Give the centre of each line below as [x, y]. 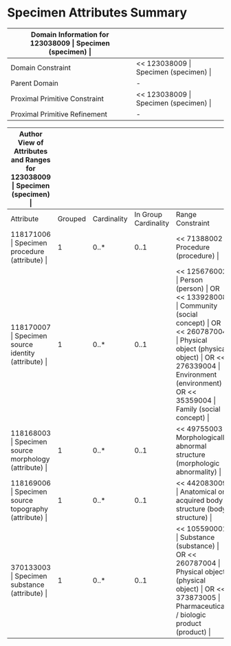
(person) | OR [198, 289]
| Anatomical [196, 492]
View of [31, 143]
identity [23, 353]
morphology [30, 459]
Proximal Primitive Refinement [59, 114]
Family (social [198, 409]
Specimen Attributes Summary [97, 13]
